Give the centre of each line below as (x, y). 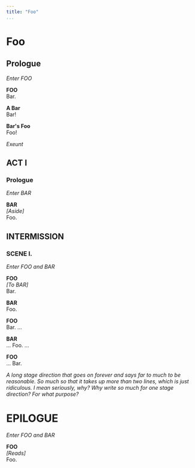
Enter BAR (19, 193)
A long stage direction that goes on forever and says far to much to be (94, 375)
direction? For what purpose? (43, 394)
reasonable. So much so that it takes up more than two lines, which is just (97, 381)
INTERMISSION (35, 236)
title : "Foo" (22, 12)
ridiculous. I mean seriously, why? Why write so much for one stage (90, 388)
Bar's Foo (18, 126)
